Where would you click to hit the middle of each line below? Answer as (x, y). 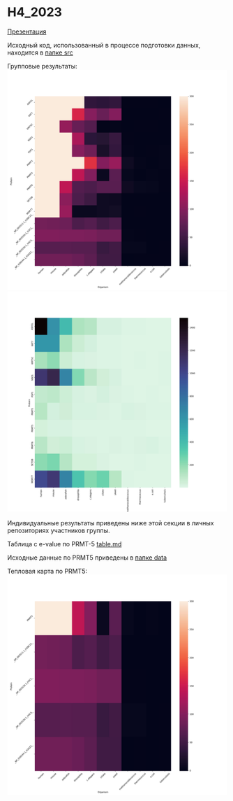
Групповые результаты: (43, 66)
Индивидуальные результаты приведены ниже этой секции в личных (111, 523)
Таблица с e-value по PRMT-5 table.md (65, 544)
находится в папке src (40, 52)
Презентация (27, 31)
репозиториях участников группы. (59, 530)
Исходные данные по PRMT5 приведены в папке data (87, 558)
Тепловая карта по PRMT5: (47, 571)
